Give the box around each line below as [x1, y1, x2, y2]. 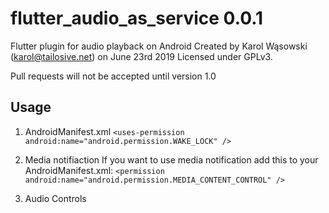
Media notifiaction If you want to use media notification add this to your [24, 153, 319, 166]
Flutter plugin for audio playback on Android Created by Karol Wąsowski [10, 40, 308, 52]
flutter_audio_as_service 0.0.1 [10, 7, 264, 30]
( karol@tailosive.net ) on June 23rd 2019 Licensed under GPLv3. [10, 50, 273, 62]
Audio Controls [24, 192, 87, 204]
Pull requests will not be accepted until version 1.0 [10, 70, 217, 82]
